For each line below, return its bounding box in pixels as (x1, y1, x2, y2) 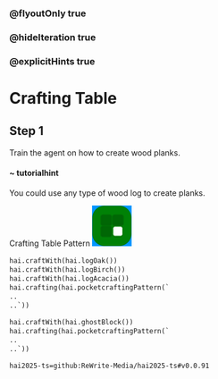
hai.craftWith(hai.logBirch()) (9, 265, 126, 274)
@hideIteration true (9, 30, 96, 43)
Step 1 (9, 123, 45, 139)
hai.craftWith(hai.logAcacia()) (9, 274, 130, 283)
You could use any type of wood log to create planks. (9, 187, 205, 198)
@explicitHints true (9, 55, 96, 67)
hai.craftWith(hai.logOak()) (9, 256, 118, 265)
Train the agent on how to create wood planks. (9, 147, 180, 158)
